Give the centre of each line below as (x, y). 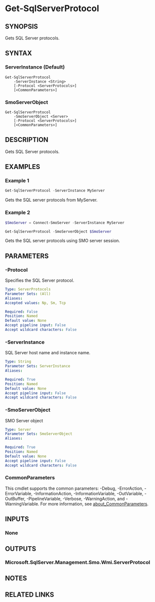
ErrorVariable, (19, 493)
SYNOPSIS (22, 26)
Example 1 (17, 181)
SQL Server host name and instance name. (48, 353)
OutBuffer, (15, 499)
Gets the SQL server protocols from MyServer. (51, 200)
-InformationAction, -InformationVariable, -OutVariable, (89, 493)
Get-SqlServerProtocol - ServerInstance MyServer (55, 191)
